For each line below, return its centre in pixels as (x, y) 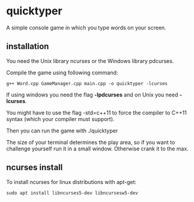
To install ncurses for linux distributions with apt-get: (71, 182)
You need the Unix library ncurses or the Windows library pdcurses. (90, 61)
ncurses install (35, 168)
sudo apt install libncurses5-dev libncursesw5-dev (72, 193)
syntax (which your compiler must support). (60, 119)
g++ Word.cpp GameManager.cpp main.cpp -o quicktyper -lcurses (87, 83)
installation (28, 46)
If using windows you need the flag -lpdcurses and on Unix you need (92, 95)
